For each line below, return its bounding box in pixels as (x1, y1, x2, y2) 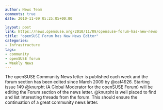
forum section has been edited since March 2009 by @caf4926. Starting (5, 79, 150, 85)
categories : (5, 38, 29, 43)
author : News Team (5, 7, 42, 12)
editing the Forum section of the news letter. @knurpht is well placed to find (5, 89, 157, 95)
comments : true (5, 12, 36, 16)
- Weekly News (5, 61, 34, 66)
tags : (5, 47, 16, 52)
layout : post (5, 25, 32, 29)
